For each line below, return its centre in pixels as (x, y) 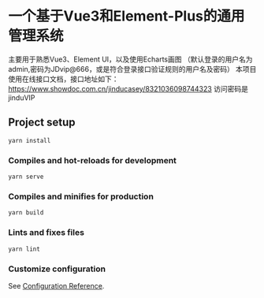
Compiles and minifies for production (81, 196)
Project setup (42, 123)
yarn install (30, 140)
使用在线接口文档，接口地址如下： (63, 79)
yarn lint (24, 249)
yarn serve (26, 177)
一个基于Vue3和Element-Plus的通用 (126, 16)
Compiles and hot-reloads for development (93, 160)
